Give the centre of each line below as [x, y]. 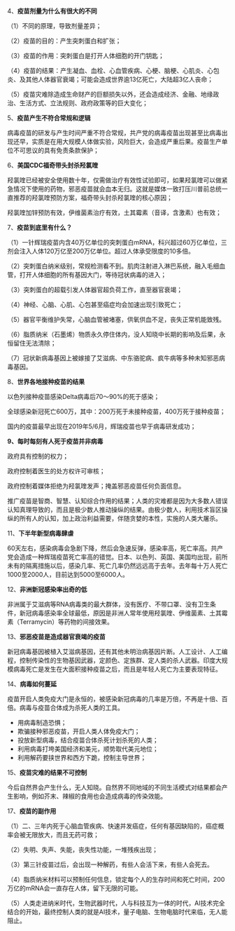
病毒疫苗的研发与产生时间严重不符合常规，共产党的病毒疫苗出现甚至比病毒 [114, 133]
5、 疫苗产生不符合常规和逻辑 [49, 118]
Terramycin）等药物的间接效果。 [66, 622]
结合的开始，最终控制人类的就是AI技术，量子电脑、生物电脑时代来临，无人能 [117, 912]
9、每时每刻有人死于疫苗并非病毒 [55, 441]
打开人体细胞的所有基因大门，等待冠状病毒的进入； [93, 275]
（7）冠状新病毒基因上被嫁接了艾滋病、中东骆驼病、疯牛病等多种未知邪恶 [113, 358]
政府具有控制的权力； [38, 456]
